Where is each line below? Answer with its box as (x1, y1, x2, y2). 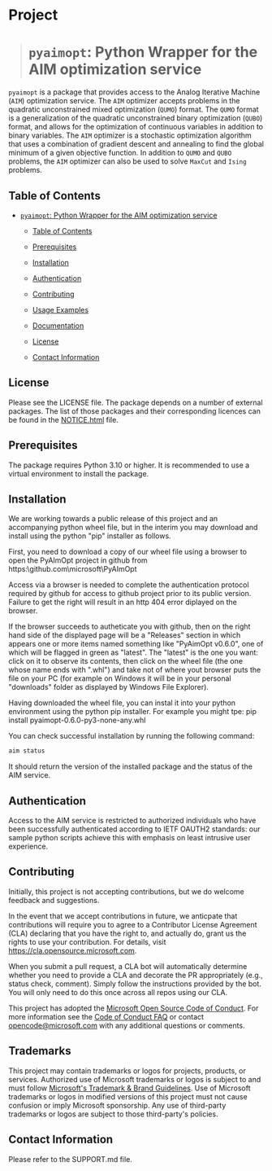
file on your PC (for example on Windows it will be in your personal (8, 673, 231, 683)
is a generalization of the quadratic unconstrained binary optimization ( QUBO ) (8, 113, 263, 123)
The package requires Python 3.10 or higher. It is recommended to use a (8, 460, 250, 470)
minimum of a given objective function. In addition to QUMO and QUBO (8, 148, 232, 158)
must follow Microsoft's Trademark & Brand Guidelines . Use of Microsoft (8, 1083, 251, 1093)
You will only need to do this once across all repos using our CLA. (8, 987, 228, 997)
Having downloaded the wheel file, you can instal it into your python (8, 698, 236, 708)
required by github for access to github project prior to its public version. (8, 589, 252, 599)
